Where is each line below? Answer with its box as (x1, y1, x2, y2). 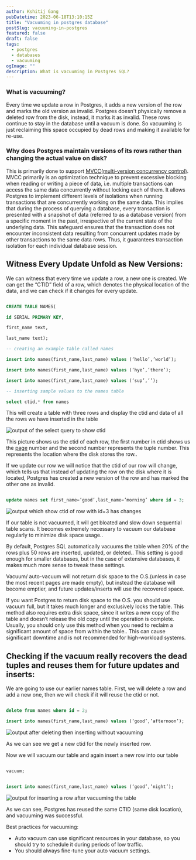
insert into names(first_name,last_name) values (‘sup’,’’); (6, 377, 159, 384)
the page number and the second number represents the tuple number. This (6, 445, 190, 452)
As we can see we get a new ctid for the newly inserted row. (6, 740, 152, 747)
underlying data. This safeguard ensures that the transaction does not (6, 223, 175, 230)
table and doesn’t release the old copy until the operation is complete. (6, 616, 174, 623)
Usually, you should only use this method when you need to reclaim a (6, 622, 174, 629)
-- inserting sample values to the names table (6, 388, 125, 394)
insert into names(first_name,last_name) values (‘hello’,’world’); (6, 357, 177, 363)
